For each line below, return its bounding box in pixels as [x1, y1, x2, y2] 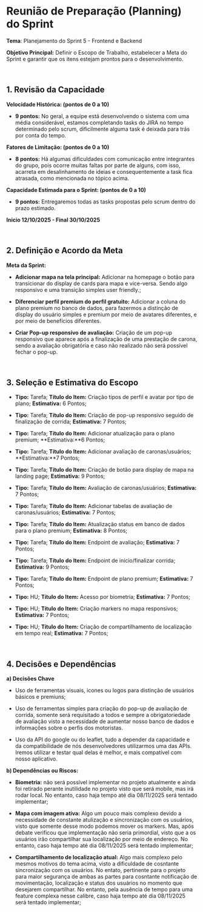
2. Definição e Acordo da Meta [6, 245, 123, 256]
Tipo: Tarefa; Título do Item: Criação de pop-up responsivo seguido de [15, 412, 194, 419]
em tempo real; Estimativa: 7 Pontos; [15, 630, 108, 637]
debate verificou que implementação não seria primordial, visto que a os [15, 829, 196, 836]
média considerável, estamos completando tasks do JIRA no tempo [15, 119, 184, 126]
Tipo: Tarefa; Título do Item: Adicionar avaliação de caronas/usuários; [15, 448, 191, 455]
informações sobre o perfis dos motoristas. [15, 724, 123, 732]
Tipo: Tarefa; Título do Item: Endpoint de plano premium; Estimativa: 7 [15, 575, 193, 583]
